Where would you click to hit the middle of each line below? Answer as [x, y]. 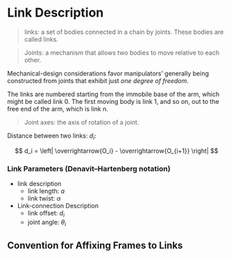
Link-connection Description [58, 206]
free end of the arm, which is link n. [58, 109]
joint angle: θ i [47, 223]
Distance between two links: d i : [52, 136]
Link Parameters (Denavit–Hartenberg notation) [89, 169]
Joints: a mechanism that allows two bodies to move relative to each [122, 53]
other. [33, 59]
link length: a [46, 191]
